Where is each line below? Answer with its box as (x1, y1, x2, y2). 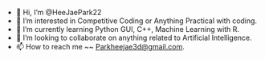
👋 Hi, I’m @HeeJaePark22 (15, 8, 102, 17)
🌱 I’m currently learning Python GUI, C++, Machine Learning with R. (15, 25, 239, 33)
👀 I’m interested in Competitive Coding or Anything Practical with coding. (15, 16, 258, 26)
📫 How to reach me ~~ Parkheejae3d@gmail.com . (15, 42, 185, 51)
